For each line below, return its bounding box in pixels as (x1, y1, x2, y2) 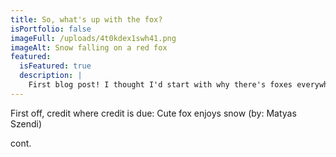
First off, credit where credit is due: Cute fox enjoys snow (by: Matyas (10, 107, 297, 119)
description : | (19, 71, 83, 81)
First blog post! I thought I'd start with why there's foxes (28, 80, 293, 90)
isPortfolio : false (10, 24, 92, 34)
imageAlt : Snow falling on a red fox (10, 42, 168, 53)
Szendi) (10, 117, 43, 130)
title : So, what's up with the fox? (10, 14, 163, 25)
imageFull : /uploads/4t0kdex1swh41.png (10, 33, 177, 43)
